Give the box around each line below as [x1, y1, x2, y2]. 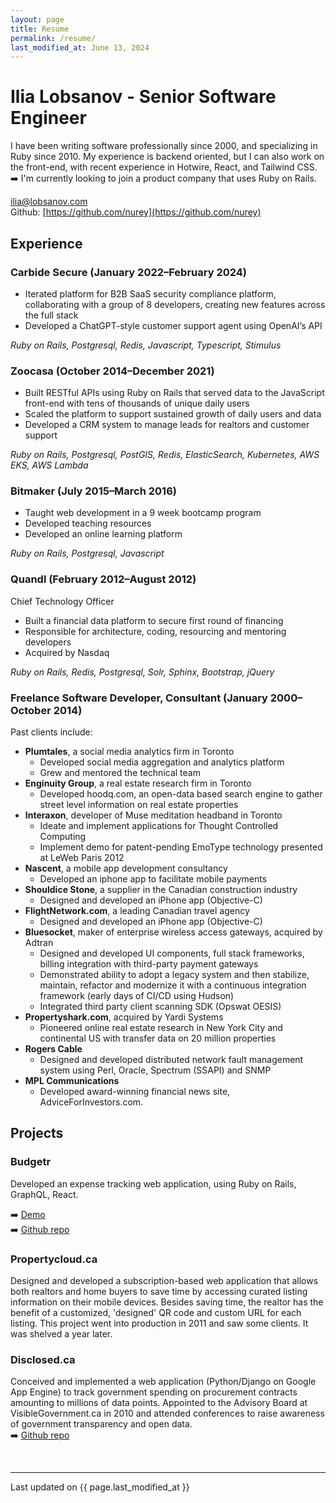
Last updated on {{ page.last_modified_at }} [10, 1481, 190, 1493]
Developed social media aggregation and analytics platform [39, 756, 285, 768]
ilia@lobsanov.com [10, 196, 88, 208]
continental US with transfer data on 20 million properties [39, 1032, 277, 1045]
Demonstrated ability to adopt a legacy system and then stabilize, [39, 969, 310, 981]
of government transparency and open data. [10, 1418, 193, 1430]
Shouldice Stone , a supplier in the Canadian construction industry [24, 884, 298, 896]
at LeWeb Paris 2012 [39, 852, 125, 864]
